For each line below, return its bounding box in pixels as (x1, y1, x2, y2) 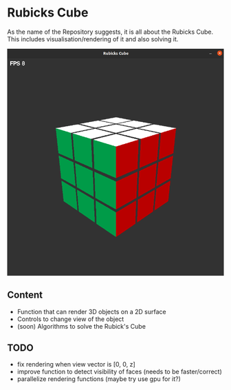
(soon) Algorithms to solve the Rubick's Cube (16, 322, 146, 330)
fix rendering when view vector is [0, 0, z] (16, 360, 135, 369)
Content (7, 289, 43, 301)
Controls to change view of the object (16, 315, 124, 323)
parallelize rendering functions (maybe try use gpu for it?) (16, 375, 181, 383)
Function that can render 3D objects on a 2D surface (16, 307, 166, 316)
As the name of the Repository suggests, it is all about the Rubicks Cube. (7, 28, 214, 36)
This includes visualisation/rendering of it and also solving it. (7, 34, 179, 43)
